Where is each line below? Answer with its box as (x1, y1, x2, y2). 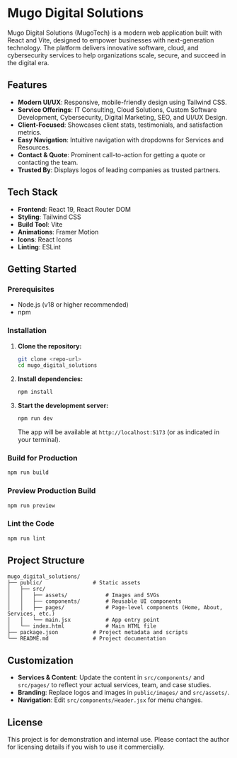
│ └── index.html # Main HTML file (7, 623, 157, 630)
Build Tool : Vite (17, 220, 63, 228)
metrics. (17, 128, 42, 136)
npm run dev (17, 415, 53, 422)
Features (7, 79, 47, 91)
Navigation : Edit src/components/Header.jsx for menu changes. (17, 696, 203, 704)
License (7, 716, 43, 728)
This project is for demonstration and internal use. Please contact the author (7, 735, 230, 743)
